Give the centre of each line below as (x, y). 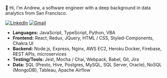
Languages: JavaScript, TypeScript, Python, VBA (64, 32)
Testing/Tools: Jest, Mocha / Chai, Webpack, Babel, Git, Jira (76, 59)
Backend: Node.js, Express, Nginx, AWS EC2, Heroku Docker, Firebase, (87, 49)
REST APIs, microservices (39, 54)
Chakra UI (23, 43)
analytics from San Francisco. (36, 13)
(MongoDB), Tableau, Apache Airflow (51, 70)
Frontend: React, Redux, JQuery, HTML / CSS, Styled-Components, (83, 38)
